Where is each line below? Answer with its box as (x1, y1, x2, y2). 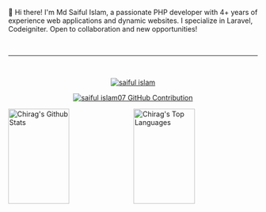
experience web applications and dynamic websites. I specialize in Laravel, (8, 16, 253, 25)
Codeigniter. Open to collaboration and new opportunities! (8, 25, 198, 33)
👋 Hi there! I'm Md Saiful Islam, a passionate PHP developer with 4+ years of (8, 8, 258, 17)
